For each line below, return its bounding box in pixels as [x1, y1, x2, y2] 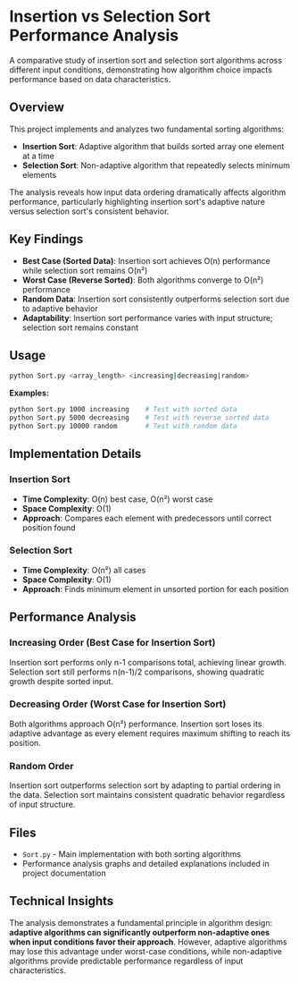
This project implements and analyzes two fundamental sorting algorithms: [9, 123, 284, 134]
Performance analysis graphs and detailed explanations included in [21, 858, 270, 869]
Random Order [9, 759, 74, 772]
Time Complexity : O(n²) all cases [21, 564, 146, 575]
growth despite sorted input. [9, 675, 114, 686]
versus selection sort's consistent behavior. [9, 206, 170, 216]
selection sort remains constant [21, 322, 138, 333]
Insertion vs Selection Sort [9, 6, 212, 27]
